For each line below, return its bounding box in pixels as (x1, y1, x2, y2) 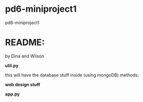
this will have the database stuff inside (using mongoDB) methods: (5, 72, 139, 78)
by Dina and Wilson (5, 53, 44, 59)
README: (5, 37, 45, 48)
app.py (5, 91, 20, 97)
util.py (5, 62, 19, 68)
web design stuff (5, 81, 41, 87)
